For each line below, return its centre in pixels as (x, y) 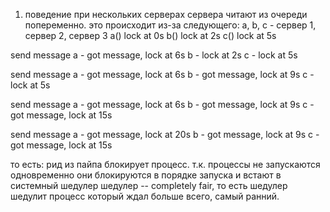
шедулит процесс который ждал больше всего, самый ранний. (145, 196)
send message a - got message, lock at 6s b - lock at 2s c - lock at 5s (154, 55)
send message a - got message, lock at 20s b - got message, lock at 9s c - (165, 134)
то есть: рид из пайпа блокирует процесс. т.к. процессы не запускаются (165, 164)
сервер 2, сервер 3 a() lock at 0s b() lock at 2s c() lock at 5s (150, 35)
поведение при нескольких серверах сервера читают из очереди (166, 14)
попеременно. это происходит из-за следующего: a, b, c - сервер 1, (170, 25)
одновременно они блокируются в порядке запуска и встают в (146, 175)
